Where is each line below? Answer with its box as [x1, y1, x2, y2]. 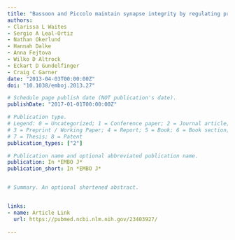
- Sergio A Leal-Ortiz [7, 29, 73, 37]
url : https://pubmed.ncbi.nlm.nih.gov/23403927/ [13, 216, 158, 223]
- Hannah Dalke [7, 43, 52, 50]
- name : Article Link [7, 209, 71, 216]
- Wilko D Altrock [7, 56, 61, 63]
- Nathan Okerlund [7, 36, 61, 43]
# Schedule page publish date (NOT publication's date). [7, 94, 177, 101]
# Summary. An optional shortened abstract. [7, 184, 139, 191]
